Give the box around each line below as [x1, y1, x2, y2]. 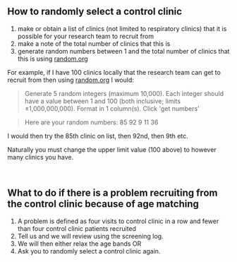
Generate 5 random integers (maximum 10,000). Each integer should [24, 89, 224, 97]
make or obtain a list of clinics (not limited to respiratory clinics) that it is [17, 24, 227, 32]
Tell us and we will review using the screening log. [17, 232, 164, 240]
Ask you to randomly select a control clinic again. [17, 246, 161, 255]
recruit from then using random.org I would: [7, 76, 134, 84]
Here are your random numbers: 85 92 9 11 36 [24, 118, 159, 126]
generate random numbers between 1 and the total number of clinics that [17, 47, 230, 55]
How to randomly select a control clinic [7, 6, 182, 18]
